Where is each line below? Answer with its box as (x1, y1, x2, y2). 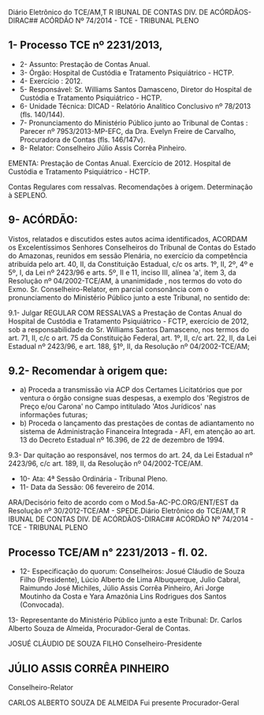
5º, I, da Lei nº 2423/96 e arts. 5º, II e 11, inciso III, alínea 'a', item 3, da (8, 268, 236, 277)
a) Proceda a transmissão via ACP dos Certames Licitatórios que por (19, 385, 243, 395)
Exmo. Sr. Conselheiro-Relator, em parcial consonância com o (8, 284, 209, 294)
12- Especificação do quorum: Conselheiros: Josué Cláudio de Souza (19, 567, 245, 576)
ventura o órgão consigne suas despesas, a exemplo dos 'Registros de (19, 394, 250, 403)
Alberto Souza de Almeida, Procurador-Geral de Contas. (8, 624, 191, 633)
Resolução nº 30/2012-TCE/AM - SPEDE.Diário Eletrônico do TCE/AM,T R (8, 506, 246, 516)
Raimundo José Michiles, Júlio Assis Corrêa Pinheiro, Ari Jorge (19, 583, 225, 593)
